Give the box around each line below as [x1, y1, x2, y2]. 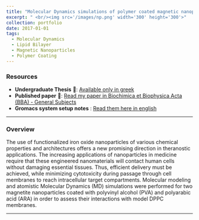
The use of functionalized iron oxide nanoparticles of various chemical [6, 139, 178, 146]
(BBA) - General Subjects [14, 98, 77, 106]
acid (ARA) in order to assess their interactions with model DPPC [6, 195, 164, 202]
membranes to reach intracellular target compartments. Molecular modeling [6, 176, 191, 184]
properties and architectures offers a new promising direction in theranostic [6, 145, 191, 152]
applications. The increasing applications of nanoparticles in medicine [6, 151, 177, 158]
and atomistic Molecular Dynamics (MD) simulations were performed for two [6, 183, 193, 190]
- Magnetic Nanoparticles [11, 47, 76, 53]
